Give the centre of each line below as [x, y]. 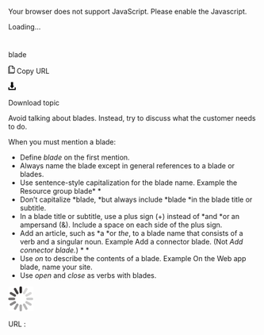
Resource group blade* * [60, 191]
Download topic [34, 103]
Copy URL [33, 71]
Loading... [25, 27]
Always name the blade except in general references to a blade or [127, 166]
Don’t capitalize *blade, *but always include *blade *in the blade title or [136, 200]
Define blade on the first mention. [75, 157]
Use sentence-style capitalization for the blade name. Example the [128, 183]
